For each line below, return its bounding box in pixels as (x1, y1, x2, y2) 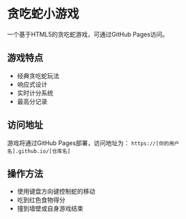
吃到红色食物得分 (16, 196, 66, 204)
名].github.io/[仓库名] (7, 148, 70, 155)
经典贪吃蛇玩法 (16, 71, 59, 79)
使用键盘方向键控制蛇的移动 (16, 188, 96, 196)
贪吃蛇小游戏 (7, 6, 80, 22)
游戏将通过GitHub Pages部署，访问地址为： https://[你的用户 (7, 138, 180, 147)
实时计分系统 (16, 88, 53, 96)
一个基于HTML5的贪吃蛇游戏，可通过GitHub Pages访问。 (7, 30, 169, 38)
